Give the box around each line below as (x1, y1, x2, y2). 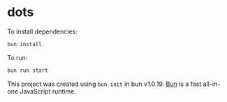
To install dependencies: (7, 27, 78, 36)
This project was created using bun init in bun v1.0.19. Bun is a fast (7, 80, 202, 88)
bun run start (7, 67, 49, 74)
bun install (7, 41, 42, 48)
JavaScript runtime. (20, 87, 77, 95)
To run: (7, 53, 28, 61)
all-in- (203, 80, 221, 88)
